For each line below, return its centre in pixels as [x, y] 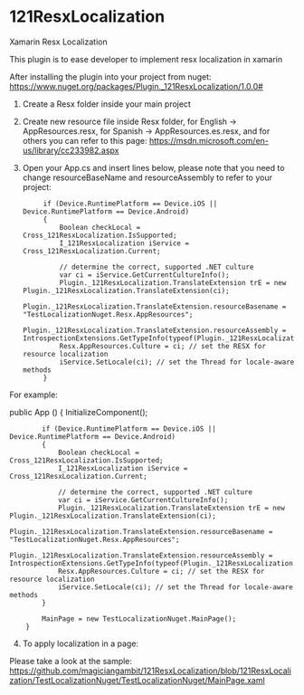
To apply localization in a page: [80, 643]
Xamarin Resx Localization [59, 42]
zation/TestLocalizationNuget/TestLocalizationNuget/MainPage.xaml [137, 680]
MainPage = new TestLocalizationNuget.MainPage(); [139, 619]
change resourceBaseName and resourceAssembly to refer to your [147, 177]
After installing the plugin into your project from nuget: [110, 76]
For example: [34, 395]
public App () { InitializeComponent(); [79, 412]
